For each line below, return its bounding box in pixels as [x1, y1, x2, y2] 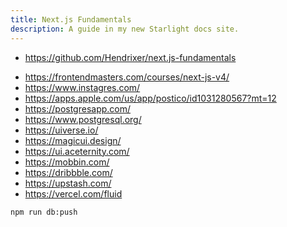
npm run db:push [10, 207, 78, 217]
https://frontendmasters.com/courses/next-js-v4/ [24, 71, 230, 83]
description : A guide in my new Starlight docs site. [10, 24, 240, 34]
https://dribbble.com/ [24, 166, 113, 178]
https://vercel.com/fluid [24, 187, 123, 200]
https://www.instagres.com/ [24, 81, 141, 93]
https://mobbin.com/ [24, 156, 110, 168]
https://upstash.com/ [24, 177, 112, 189]
